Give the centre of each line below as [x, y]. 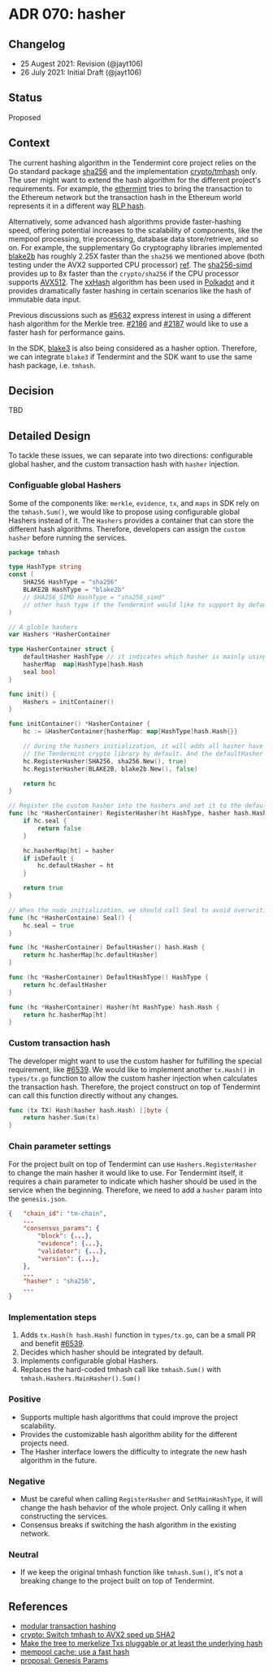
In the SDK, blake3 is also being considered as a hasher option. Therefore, [133, 348]
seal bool [40, 671]
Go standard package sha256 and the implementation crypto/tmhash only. [133, 171]
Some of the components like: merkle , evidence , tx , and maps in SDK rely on [134, 503]
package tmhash [34, 552]
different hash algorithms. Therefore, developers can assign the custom [127, 528]
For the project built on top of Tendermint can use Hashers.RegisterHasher [133, 1164]
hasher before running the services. [68, 537]
